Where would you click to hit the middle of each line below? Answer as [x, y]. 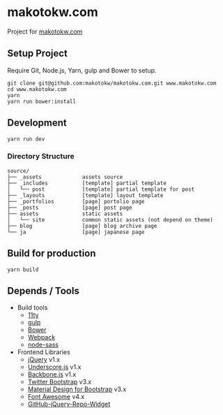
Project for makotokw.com [45, 31]
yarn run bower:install [42, 101]
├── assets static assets [65, 214]
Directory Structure [41, 156]
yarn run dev [26, 139]
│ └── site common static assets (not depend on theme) [110, 220]
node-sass [43, 345]
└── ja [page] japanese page [76, 232]
